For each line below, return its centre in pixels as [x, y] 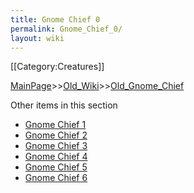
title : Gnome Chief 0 [55, 19]
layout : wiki [37, 38]
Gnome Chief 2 [56, 135]
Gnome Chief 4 [56, 157]
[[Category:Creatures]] [57, 67]
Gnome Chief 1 [55, 125]
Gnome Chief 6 [56, 178]
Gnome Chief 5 [56, 167]
